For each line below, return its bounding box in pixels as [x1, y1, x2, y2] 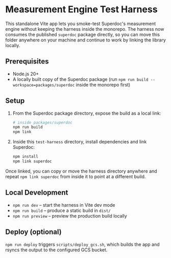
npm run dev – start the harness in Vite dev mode [12, 202, 115, 208]
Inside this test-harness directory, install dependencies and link [12, 139, 147, 145]
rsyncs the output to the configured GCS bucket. [5, 247, 108, 253]
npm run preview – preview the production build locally [12, 212, 128, 219]
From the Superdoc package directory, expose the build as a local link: [12, 110, 161, 116]
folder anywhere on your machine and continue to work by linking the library [5, 37, 166, 43]
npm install [12, 154, 38, 159]
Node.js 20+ [12, 71, 39, 77]
